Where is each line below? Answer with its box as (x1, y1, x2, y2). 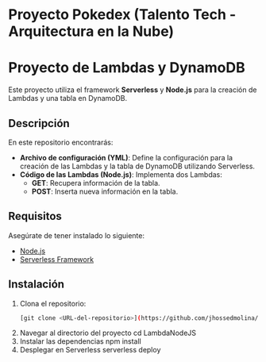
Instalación (8, 278, 65, 291)
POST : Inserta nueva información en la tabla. (31, 187, 179, 196)
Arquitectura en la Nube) (8, 22, 175, 40)
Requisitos (8, 210, 62, 223)
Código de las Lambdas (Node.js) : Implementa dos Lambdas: (19, 169, 222, 179)
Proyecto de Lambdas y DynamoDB (8, 59, 246, 77)
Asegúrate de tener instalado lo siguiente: (8, 230, 145, 240)
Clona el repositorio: (19, 298, 87, 308)
